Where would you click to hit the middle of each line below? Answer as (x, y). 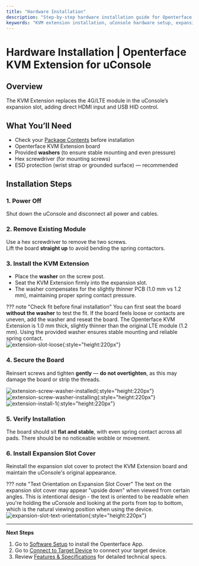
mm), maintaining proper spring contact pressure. (75, 295)
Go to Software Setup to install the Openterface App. (79, 544)
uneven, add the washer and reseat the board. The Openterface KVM (91, 319)
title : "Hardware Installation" (46, 12)
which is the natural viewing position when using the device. (80, 509)
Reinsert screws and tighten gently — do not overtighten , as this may (92, 373)
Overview (25, 86)
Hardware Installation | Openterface (96, 52)
